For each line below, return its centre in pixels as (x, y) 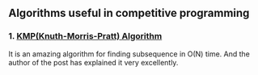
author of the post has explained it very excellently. (93, 62)
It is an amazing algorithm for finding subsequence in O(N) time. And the (129, 54)
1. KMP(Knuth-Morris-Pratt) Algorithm (85, 36)
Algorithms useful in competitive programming (129, 13)
